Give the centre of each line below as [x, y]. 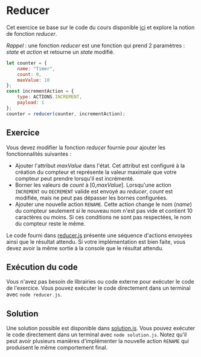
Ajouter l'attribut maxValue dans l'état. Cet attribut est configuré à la [100, 165]
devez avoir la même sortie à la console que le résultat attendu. [85, 248]
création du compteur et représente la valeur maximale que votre [96, 172]
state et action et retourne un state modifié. [60, 52]
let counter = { [27, 63]
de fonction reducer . [32, 33]
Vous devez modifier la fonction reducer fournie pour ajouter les [86, 147]
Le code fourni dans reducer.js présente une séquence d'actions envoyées [99, 235]
